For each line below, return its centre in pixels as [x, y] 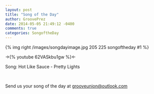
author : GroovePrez [25, 19]
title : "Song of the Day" [32, 14]
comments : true [21, 28]
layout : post [19, 10]
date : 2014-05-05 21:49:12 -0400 [40, 24]
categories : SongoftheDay [32, 33]
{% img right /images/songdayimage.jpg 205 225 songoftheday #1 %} [77, 47]
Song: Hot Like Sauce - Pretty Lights [43, 66]
